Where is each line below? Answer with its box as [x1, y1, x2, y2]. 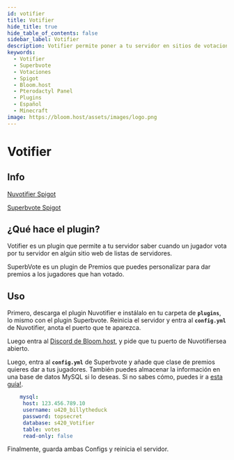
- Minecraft [13, 107, 49, 114]
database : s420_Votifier [22, 419, 95, 427]
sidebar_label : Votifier [7, 36, 79, 43]
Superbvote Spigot [7, 203, 61, 212]
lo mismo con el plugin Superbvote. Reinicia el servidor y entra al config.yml [7, 316, 226, 324]
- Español [13, 101, 42, 108]
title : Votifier [7, 17, 54, 24]
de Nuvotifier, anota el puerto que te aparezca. [7, 324, 141, 332]
